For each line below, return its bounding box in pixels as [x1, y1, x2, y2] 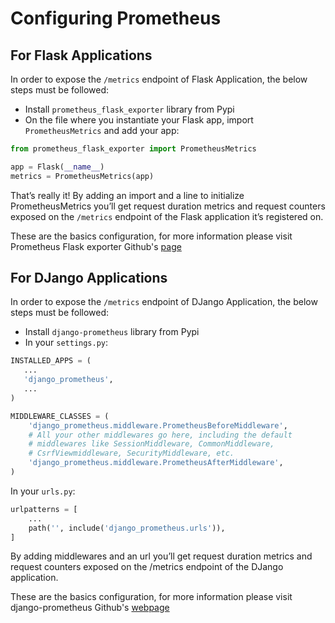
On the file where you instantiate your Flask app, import [24, 114, 254, 126]
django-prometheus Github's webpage [10, 602, 170, 614]
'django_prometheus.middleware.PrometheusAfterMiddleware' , [28, 458, 284, 468]
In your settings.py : [24, 337, 109, 349]
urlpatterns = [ [10, 504, 78, 514]
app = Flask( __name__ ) [10, 162, 105, 172]
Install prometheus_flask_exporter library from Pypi [24, 103, 235, 115]
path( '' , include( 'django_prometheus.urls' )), [28, 523, 226, 533]
